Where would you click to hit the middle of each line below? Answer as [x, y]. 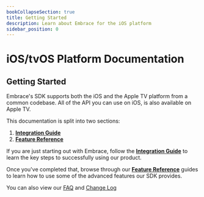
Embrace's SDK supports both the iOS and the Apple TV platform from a [97, 96]
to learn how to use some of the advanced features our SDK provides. [94, 176]
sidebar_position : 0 [33, 29]
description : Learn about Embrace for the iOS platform [79, 23]
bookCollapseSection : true [41, 12]
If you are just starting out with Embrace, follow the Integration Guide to [97, 151]
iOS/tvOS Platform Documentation [95, 59]
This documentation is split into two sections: [63, 121]
